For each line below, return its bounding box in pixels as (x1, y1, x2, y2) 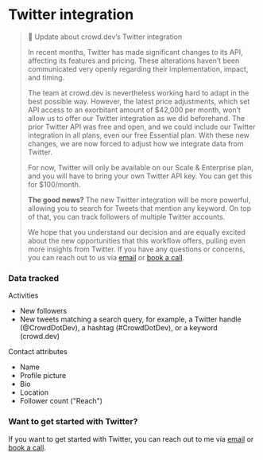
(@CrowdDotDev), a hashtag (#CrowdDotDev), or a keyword (19, 323, 219, 333)
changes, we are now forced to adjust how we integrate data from (27, 138, 244, 148)
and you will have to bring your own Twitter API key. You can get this (27, 171, 253, 181)
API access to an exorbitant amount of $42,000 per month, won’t (27, 105, 241, 115)
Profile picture (19, 371, 67, 380)
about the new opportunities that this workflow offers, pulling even (27, 236, 246, 245)
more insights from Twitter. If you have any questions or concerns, (27, 244, 246, 254)
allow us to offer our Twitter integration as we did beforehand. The (27, 113, 245, 123)
